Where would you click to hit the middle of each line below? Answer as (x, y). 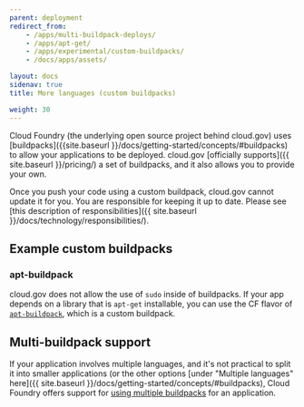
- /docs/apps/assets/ (66, 60)
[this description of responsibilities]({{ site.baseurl (103, 210)
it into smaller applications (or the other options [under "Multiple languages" (152, 373)
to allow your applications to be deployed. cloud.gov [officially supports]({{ (150, 154)
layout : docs (34, 77)
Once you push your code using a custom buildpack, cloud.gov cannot (142, 191)
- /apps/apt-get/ (59, 43)
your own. (28, 174)
